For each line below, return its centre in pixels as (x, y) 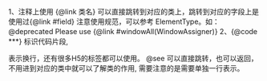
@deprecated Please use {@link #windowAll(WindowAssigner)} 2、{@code (133, 31)
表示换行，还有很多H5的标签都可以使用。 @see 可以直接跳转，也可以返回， (133, 58)
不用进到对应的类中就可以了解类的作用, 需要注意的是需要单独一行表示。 (126, 68)
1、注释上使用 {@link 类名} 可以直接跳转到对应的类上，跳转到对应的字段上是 (133, 12)
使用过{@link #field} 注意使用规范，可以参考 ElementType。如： (114, 21)
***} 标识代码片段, (38, 41)
